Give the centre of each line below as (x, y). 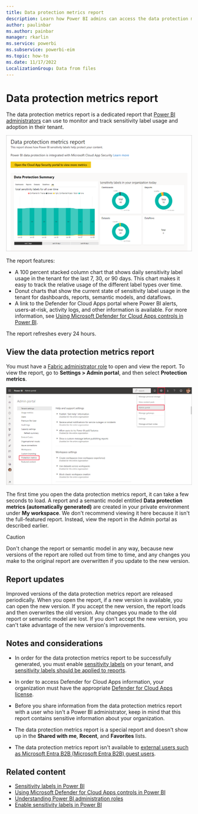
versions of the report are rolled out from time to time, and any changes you (98, 555)
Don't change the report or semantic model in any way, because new (90, 549)
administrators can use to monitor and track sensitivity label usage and (92, 121)
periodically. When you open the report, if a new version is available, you (94, 600)
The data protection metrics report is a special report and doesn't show (101, 729)
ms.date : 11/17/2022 (32, 62)
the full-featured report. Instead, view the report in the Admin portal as (92, 519)
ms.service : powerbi (32, 44)
